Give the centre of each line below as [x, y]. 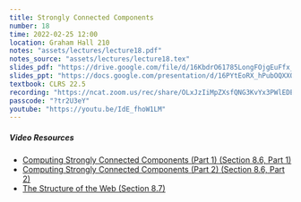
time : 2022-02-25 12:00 [54, 34]
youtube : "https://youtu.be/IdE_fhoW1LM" [88, 109]
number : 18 [30, 26]
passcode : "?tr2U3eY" [50, 101]
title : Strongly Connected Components [82, 17]
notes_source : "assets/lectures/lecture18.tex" [100, 59]
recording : [30, 92]
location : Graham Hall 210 [60, 42]
